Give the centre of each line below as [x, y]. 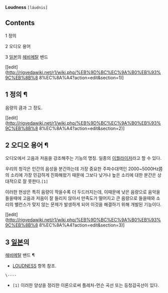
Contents [20, 23]
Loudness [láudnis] [27, 7]
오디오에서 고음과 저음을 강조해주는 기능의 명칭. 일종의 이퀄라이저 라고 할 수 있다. [83, 158]
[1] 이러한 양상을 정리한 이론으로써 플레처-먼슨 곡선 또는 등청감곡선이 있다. [86, 285]
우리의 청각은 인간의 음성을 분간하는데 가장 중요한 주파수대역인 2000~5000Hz [82, 169]
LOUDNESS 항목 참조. [34, 266]
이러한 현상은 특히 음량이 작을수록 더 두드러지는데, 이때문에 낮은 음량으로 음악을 [83, 192]
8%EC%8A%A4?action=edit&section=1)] [81, 78]
